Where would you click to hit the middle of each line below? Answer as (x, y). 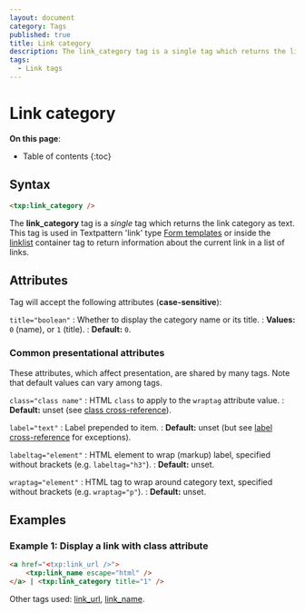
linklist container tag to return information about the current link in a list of (147, 242)
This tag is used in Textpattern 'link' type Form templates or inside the (140, 232)
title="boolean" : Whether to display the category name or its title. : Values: (152, 320)
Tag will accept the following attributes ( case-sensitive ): (116, 302)
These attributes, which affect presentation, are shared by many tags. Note (150, 372)
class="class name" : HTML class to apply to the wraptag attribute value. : (147, 400)
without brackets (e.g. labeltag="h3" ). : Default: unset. (112, 464)
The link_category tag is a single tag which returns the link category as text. (152, 222)
